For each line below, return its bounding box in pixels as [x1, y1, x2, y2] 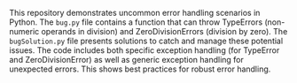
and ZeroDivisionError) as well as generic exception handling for [9, 55, 244, 64]
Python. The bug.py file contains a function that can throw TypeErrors [9, 17, 263, 27]
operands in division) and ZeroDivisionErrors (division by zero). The [41, 26, 288, 36]
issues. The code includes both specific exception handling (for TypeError [9, 45, 280, 56]
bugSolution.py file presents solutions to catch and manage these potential [9, 35, 284, 46]
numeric [9, 26, 40, 36]
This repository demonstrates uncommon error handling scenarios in [9, 8, 261, 18]
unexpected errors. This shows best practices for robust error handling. [9, 64, 271, 74]
